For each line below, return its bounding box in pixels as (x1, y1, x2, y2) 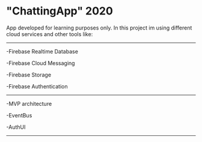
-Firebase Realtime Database (6, 48, 78, 55)
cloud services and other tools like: (6, 30, 93, 37)
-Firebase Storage (6, 71, 52, 78)
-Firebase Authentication (6, 82, 68, 90)
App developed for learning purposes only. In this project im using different (6, 24, 192, 31)
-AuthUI (6, 123, 26, 131)
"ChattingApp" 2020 (6, 4, 113, 18)
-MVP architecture (6, 100, 52, 107)
